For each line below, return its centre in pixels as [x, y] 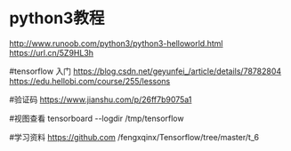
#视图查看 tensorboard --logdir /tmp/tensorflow [97, 118]
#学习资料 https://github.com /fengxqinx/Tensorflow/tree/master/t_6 [134, 137]
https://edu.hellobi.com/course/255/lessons [90, 81]
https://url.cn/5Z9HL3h [52, 52]
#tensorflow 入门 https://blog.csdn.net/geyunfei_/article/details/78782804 [145, 71]
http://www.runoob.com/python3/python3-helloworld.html [116, 43]
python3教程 [57, 18]
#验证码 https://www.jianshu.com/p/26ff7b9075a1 [101, 99]
